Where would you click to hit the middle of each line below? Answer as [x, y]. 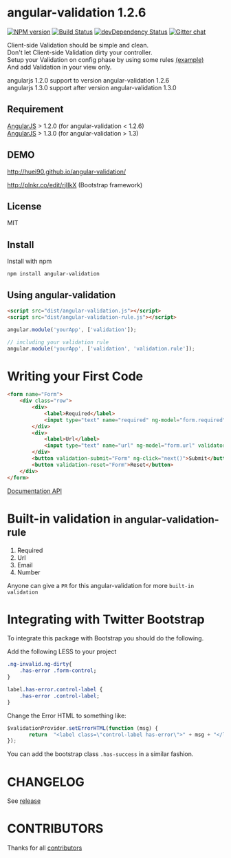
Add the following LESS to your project [62, 651]
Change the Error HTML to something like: [67, 715]
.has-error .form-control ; [58, 671]
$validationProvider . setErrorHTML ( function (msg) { [82, 728]
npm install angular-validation [53, 274]
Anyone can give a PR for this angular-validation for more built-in [101, 585]
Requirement [35, 109]
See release [24, 801]
